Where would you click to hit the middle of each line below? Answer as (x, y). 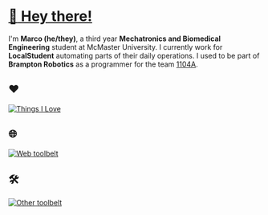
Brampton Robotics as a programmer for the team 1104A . (103, 64)
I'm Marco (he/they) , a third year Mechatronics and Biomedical (115, 39)
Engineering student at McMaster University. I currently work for (116, 47)
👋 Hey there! (50, 16)
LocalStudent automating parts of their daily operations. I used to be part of (134, 55)
